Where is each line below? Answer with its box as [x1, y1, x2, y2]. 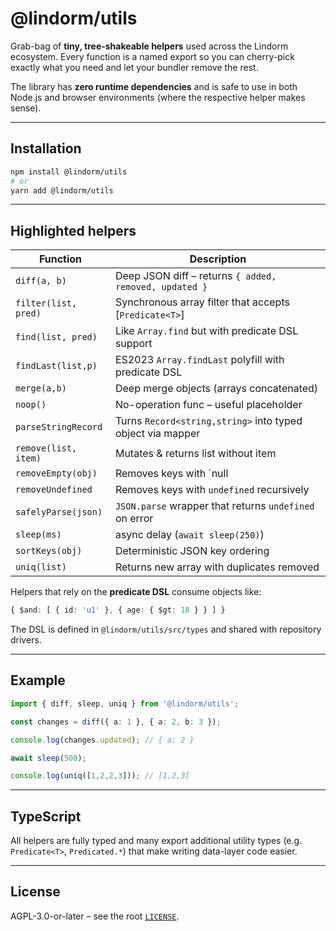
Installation [10, 140, 82, 157]
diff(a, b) [15, 275, 67, 287]
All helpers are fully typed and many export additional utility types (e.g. [10, 835, 303, 847]
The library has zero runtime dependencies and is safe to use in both [10, 80, 298, 92]
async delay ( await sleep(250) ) [114, 528, 265, 542]
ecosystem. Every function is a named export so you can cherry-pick [10, 50, 295, 62]
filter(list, [15, 298, 78, 309]
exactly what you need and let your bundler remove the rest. [10, 61, 259, 73]
